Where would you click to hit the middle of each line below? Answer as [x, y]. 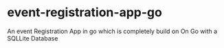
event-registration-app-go [85, 13]
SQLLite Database [33, 38]
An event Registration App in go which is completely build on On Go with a [112, 31]
